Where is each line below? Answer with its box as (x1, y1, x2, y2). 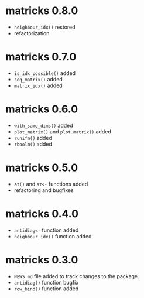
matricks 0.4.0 (5, 207, 79, 220)
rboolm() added (13, 141, 52, 148)
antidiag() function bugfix (13, 279, 79, 286)
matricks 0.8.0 (5, 4, 78, 18)
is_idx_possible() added (13, 69, 76, 77)
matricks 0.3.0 (5, 253, 78, 266)
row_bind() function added (13, 285, 79, 292)
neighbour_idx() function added (13, 232, 92, 239)
